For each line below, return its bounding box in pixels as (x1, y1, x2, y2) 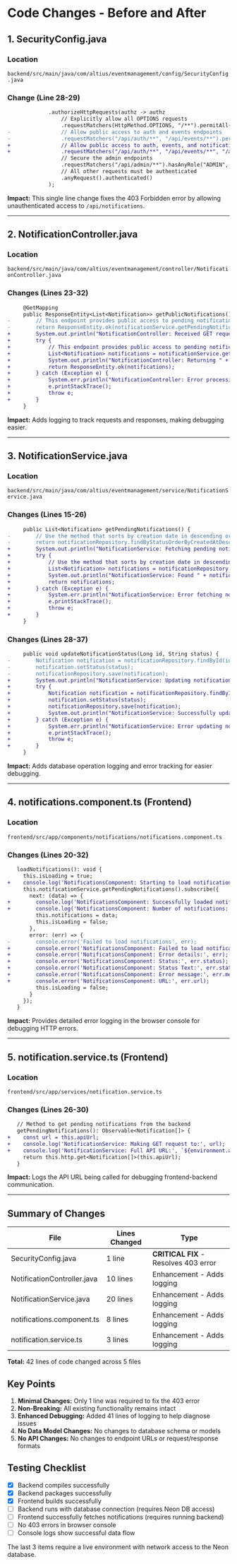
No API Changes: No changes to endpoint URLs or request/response (17, 1434, 219, 1442)
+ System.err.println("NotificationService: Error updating (7, 723, 222, 730)
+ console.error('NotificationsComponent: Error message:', (7, 971, 210, 978)
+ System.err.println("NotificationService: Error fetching (7, 591, 222, 598)
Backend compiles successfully (17, 1481, 110, 1489)
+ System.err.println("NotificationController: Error (7, 377, 203, 384)
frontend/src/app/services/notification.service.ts (7, 1088, 162, 1096)
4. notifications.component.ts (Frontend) (7, 796, 192, 808)
